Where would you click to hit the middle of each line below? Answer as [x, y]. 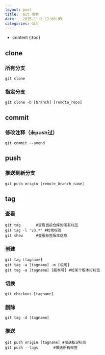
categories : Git [22, 23]
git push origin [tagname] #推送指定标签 [46, 343]
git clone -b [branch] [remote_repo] [44, 102]
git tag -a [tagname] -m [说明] [37, 265]
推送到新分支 [20, 173]
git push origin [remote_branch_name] [45, 184]
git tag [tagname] [24, 260]
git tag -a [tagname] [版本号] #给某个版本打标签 [53, 270]
